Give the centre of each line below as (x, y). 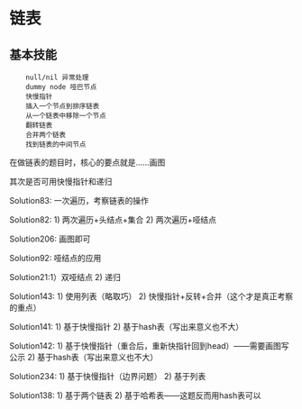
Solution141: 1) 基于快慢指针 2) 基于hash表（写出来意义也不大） (127, 327)
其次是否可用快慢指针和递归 (61, 182)
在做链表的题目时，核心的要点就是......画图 (87, 162)
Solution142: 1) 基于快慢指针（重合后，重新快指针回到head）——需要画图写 (150, 346)
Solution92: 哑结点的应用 (55, 258)
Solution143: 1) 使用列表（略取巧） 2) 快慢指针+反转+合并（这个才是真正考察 (151, 296)
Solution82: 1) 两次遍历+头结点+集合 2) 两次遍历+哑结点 (113, 220)
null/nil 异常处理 (57, 77)
